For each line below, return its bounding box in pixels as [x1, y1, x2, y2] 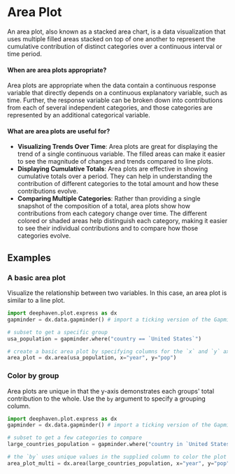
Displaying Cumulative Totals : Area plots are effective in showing [17, 165, 208, 173]
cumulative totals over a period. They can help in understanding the [17, 172, 213, 180]
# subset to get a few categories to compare [7, 434, 142, 441]
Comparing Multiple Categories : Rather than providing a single [17, 194, 201, 203]
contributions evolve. [17, 187, 78, 196]
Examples [7, 252, 51, 264]
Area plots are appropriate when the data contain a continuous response [7, 81, 217, 89]
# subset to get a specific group [7, 329, 108, 336]
